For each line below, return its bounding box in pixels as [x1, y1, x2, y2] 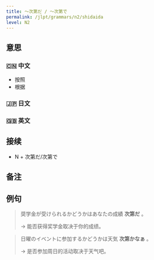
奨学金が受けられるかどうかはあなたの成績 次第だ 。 [20, 210, 147, 217]
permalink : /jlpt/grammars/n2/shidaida [6, 14, 104, 20]
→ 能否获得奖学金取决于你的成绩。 [20, 223, 104, 230]
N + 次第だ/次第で [14, 153, 58, 160]
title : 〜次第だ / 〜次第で [6, 8, 67, 15]
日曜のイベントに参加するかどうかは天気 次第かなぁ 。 [20, 235, 152, 242]
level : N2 [6, 19, 30, 25]
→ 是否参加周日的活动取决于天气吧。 [20, 247, 109, 255]
